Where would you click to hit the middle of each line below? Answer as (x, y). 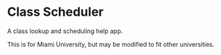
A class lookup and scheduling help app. (65, 31)
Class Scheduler (55, 12)
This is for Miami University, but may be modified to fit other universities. (111, 44)
